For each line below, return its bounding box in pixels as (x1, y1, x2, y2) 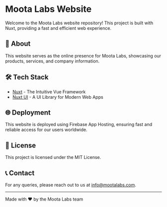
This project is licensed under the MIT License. (5, 154, 101, 160)
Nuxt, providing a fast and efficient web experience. (5, 25, 112, 31)
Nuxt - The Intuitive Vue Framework (12, 88, 86, 95)
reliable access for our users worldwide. (5, 127, 87, 133)
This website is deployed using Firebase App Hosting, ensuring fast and (5, 122, 153, 128)
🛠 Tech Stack (5, 73, 49, 81)
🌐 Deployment (5, 108, 51, 117)
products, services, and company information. (5, 58, 100, 64)
